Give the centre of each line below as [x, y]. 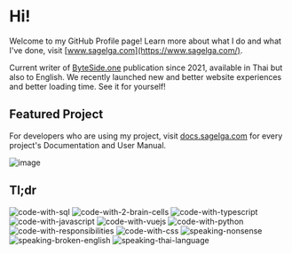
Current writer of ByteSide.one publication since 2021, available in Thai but [146, 67]
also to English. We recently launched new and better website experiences [146, 76]
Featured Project [56, 114]
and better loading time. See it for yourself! [87, 86]
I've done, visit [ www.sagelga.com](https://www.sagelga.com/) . [126, 50]
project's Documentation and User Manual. [88, 145]
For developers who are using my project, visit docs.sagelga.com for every [146, 136]
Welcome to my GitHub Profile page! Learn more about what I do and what [146, 41]
